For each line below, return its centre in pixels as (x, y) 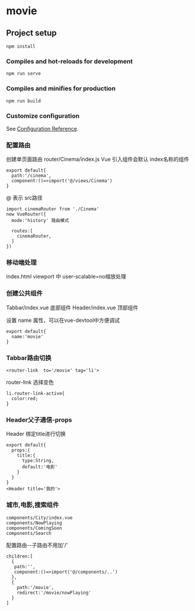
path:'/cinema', (31, 176)
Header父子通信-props (39, 420)
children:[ (20, 556)
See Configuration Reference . (42, 128)
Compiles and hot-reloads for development (70, 61)
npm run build (24, 101)
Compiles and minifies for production (61, 88)
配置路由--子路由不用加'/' (37, 545)
